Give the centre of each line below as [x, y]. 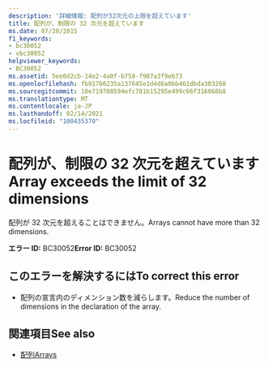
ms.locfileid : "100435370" [54, 122]
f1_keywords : [30, 38]
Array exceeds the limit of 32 [108, 182]
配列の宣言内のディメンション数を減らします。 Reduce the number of [135, 297]
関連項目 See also [52, 334]
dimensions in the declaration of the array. [91, 306]
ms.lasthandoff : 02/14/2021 [56, 114]
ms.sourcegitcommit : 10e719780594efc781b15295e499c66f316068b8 [117, 91]
